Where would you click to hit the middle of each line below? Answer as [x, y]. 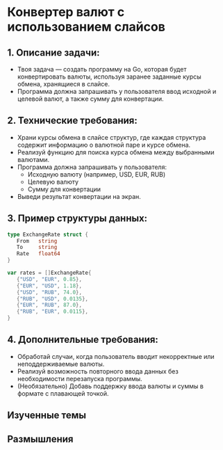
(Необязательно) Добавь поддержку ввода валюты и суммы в [110, 386]
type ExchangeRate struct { [48, 234]
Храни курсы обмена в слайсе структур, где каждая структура [111, 137]
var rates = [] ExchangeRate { [49, 273]
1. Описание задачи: [53, 53]
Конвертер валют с [66, 12]
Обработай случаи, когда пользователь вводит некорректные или [116, 356]
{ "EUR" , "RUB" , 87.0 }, [49, 305]
